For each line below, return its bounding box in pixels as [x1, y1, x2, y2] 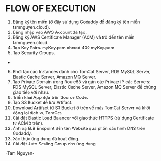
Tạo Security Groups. [12, 49, 55, 56]
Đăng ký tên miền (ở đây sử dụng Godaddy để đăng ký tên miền [12, 19, 140, 25]
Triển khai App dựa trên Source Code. [12, 94, 88, 100]
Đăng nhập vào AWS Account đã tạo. [12, 29, 87, 35]
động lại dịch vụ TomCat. [12, 110, 62, 115]
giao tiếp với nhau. [12, 89, 50, 95]
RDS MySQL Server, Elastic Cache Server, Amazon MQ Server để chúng [12, 84, 156, 90]
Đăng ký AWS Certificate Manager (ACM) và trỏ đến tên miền [12, 34, 135, 40]
